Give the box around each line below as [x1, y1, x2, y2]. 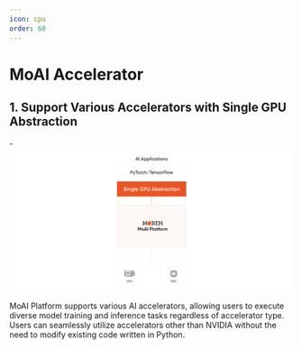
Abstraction [9, 114, 78, 130]
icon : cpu [9, 14, 47, 23]
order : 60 [9, 23, 47, 33]
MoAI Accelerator [9, 64, 144, 85]
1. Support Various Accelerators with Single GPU [9, 100, 287, 115]
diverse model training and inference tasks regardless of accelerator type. [9, 309, 285, 320]
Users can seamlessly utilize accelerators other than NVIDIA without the [9, 319, 277, 330]
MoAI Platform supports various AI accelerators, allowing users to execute [9, 300, 285, 311]
